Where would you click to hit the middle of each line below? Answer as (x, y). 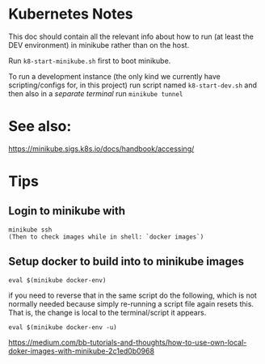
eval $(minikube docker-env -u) (63, 327)
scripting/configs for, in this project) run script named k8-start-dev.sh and (132, 85)
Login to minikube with (67, 211)
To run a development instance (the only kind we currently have (114, 76)
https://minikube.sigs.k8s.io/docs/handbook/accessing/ (101, 148)
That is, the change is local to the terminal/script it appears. (107, 312)
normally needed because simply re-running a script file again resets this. (131, 303)
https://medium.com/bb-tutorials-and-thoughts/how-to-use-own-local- (128, 342)
